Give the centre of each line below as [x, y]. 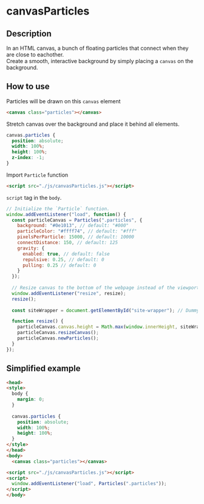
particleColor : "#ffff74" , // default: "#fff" [77, 231]
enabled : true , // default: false [66, 254]
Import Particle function [37, 175]
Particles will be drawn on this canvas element [63, 101]
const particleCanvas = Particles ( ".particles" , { [77, 220]
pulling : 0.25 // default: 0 [59, 265]
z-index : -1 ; [28, 158]
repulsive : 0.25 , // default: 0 [63, 259]
